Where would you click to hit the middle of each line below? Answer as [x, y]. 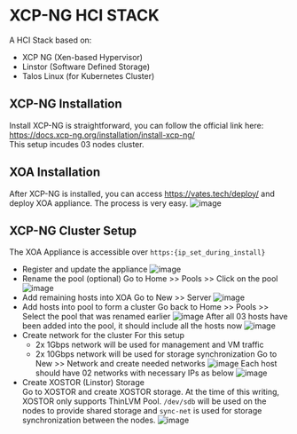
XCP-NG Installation [66, 104]
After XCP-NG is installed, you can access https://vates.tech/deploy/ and [142, 193]
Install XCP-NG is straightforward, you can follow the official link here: [137, 125]
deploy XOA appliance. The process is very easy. [99, 203]
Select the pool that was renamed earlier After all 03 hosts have [155, 317]
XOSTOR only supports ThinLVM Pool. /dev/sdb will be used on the [144, 401]
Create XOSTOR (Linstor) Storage [83, 383]
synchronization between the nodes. [89, 420]
